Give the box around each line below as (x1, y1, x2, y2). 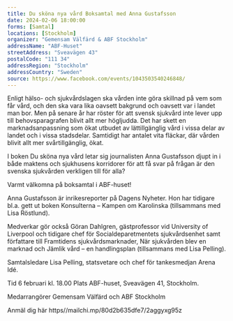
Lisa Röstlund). (7, 209, 50, 217)
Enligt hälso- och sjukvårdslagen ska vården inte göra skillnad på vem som (7, 94, 222, 103)
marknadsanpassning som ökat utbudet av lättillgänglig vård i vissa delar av (7, 124, 225, 133)
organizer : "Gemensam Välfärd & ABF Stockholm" (7, 36, 149, 43)
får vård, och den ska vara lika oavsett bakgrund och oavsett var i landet (7, 102, 216, 110)
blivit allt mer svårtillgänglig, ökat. (7, 139, 104, 147)
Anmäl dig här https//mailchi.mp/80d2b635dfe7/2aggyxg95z (7, 306, 183, 315)
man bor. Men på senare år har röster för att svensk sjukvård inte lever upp (7, 109, 223, 117)
